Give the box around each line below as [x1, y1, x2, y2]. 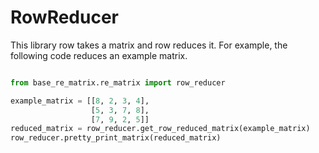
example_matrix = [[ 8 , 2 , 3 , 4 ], [10, 96, 150, 106]
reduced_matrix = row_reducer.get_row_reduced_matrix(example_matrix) [10, 124, 311, 134]
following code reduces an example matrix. [10, 49, 188, 61]
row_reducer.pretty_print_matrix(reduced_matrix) [10, 133, 222, 143]
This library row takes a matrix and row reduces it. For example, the [10, 39, 288, 51]
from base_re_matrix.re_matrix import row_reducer [10, 77, 226, 88]
